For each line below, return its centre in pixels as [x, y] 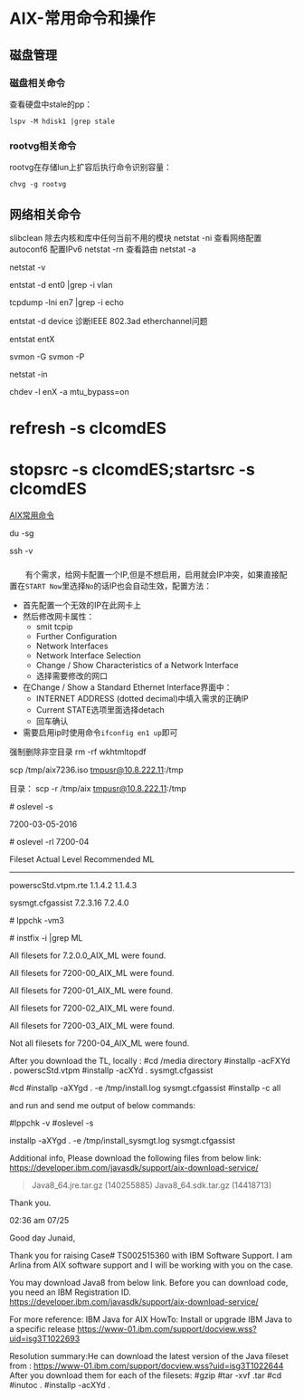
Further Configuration [76, 637]
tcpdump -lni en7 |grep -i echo [66, 302]
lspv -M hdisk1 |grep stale [62, 121]
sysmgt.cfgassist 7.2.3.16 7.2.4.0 [69, 903]
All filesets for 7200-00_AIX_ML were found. [92, 973]
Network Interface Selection [89, 656]
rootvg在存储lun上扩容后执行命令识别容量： [90, 168]
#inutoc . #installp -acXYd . [60, 1385]
